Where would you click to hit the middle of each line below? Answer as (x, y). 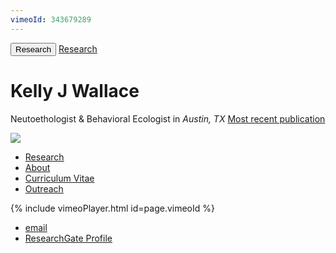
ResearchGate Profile (68, 238)
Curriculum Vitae (59, 178)
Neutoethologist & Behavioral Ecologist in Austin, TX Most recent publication (168, 118)
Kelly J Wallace (75, 90)
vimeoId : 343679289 (51, 19)
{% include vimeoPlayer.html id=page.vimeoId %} (112, 208)
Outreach (44, 188)
